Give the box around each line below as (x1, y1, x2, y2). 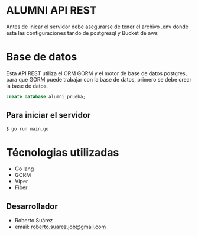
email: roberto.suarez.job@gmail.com (14, 223, 106, 231)
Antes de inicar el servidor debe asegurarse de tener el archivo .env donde (6, 23, 189, 30)
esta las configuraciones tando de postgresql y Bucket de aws (6, 29, 158, 36)
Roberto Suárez (14, 217, 53, 224)
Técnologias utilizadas (6, 146, 119, 159)
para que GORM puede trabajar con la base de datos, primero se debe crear (6, 76, 192, 83)
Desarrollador (6, 201, 58, 211)
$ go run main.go (6, 125, 49, 132)
